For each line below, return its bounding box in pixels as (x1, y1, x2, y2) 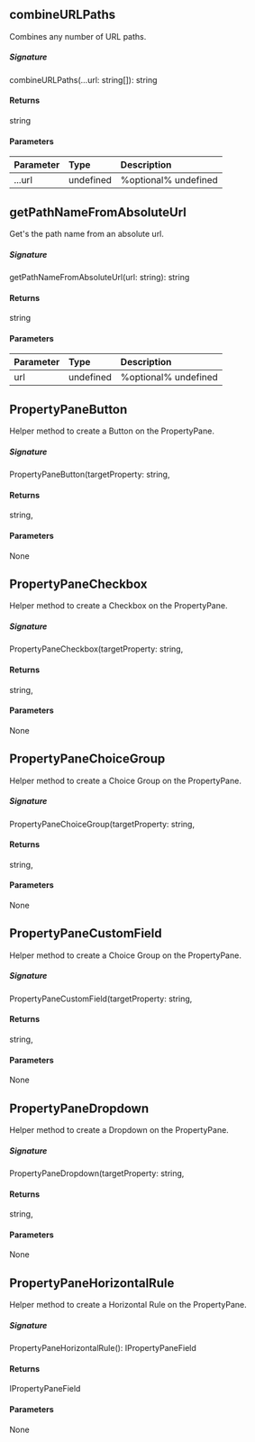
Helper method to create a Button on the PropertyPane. (9, 425, 214, 436)
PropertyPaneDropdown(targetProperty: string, (9, 1167, 185, 1179)
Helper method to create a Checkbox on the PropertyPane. (9, 600, 228, 611)
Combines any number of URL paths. (9, 31, 147, 41)
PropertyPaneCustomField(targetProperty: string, (9, 993, 193, 1004)
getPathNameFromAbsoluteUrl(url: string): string (9, 271, 190, 282)
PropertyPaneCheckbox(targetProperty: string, (9, 643, 184, 654)
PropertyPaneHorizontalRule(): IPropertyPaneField (9, 1343, 196, 1354)
